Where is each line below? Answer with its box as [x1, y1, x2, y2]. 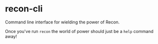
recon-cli [5, 3, 43, 14]
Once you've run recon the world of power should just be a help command [5, 28, 154, 34]
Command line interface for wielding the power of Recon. [5, 19, 120, 25]
